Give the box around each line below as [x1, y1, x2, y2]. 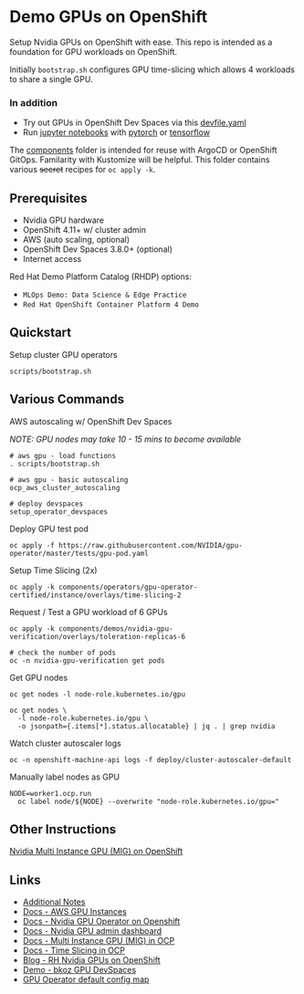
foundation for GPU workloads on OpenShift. [9, 46, 178, 57]
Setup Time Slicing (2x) [9, 564, 98, 576]
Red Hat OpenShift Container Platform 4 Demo [22, 300, 199, 309]
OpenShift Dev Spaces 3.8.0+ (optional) [22, 244, 173, 255]
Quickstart [9, 325, 72, 340]
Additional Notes [22, 896, 86, 907]
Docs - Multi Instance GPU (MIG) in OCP [22, 936, 175, 947]
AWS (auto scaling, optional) [22, 235, 131, 246]
